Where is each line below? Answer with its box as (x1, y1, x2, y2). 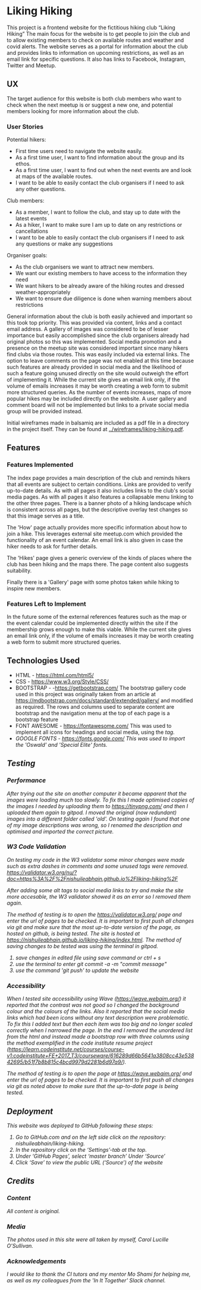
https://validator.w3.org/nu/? (7, 868, 77, 876)
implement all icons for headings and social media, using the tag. (15, 728, 175, 736)
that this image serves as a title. (7, 512, 85, 519)
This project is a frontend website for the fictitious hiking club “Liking (7, 24, 176, 31)
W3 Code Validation (7, 843, 67, 851)
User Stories (7, 122, 44, 130)
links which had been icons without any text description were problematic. (7, 1014, 190, 1021)
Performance (7, 776, 46, 784)
